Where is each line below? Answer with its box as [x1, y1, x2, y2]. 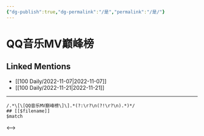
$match [6, 113, 23, 119]
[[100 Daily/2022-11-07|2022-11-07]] [15, 77, 107, 85]
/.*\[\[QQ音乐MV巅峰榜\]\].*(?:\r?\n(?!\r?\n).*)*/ [6, 103, 135, 109]
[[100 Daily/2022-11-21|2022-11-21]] [15, 84, 105, 91]
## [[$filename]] [6, 107, 50, 114]
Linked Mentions [6, 61, 71, 72]
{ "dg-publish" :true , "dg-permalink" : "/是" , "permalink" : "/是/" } [6, 8, 165, 15]
